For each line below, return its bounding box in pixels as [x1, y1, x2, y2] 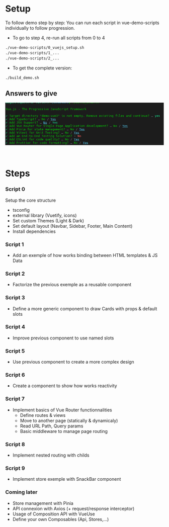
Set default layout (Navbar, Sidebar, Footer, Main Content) [12, 223, 133, 229]
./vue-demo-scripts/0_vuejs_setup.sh [5, 45, 84, 50]
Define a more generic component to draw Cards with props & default [12, 305, 157, 312]
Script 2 [5, 270, 25, 277]
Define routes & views [20, 412, 66, 418]
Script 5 [5, 347, 25, 355]
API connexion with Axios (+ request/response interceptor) [12, 505, 135, 511]
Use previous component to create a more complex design [12, 359, 134, 365]
